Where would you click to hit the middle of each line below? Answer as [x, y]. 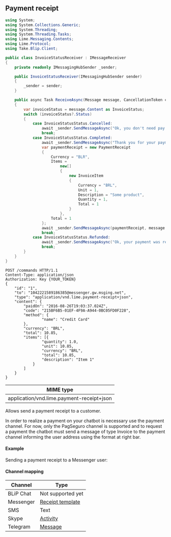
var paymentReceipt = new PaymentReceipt [86, 147]
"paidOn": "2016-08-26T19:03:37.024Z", [66, 306]
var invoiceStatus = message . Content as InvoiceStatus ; [84, 109]
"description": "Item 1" [68, 360]
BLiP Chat [20, 494]
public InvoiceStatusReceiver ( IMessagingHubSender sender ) [78, 76]
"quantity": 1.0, [60, 342]
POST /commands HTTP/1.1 [32, 270]
